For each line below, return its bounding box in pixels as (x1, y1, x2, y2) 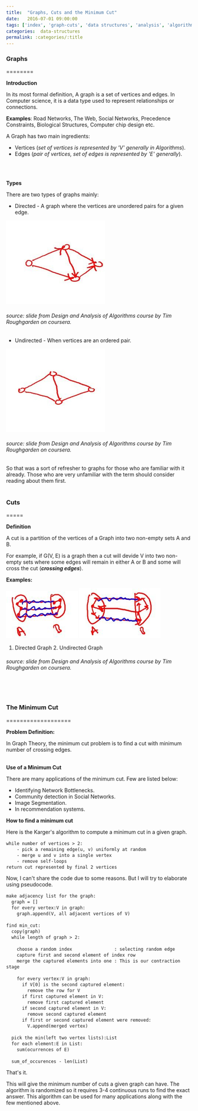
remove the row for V (27, 987, 81, 993)
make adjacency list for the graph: (6, 893, 96, 899)
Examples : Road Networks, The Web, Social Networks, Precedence (6, 115, 171, 122)
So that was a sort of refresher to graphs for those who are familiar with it (6, 464, 184, 472)
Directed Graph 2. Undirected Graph (14, 644, 103, 651)
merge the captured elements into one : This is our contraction (16, 958, 181, 964)
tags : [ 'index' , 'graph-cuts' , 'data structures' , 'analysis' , (6, 22, 165, 28)
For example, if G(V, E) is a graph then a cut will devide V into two (6, 553, 165, 560)
